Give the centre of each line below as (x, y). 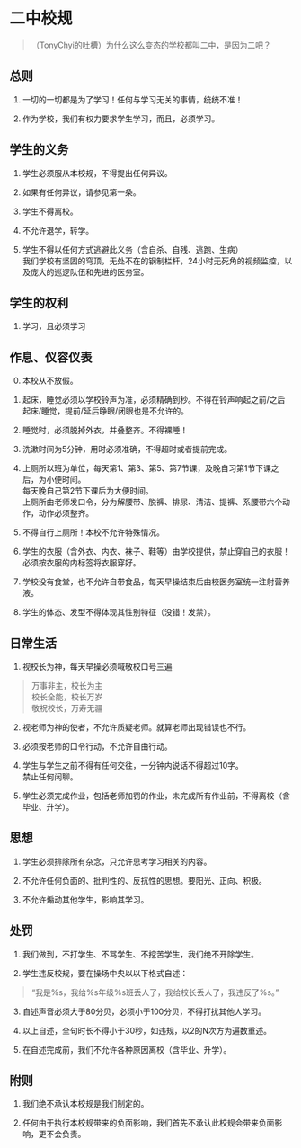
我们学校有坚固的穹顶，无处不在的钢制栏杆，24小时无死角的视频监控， (153, 261)
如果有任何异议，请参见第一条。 (81, 192)
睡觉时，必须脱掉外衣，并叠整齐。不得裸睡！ (105, 430)
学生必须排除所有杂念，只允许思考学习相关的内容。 (117, 861)
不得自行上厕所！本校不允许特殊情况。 (93, 532)
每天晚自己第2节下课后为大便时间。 (88, 491)
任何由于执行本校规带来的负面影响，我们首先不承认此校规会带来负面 (148, 1123)
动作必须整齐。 (66, 513)
